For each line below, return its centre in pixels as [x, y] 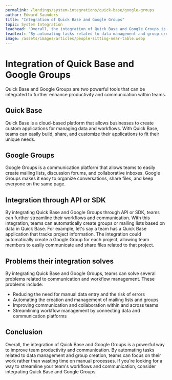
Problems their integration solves [60, 261]
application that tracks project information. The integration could [73, 234]
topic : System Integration [34, 24]
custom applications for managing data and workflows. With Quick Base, [82, 128]
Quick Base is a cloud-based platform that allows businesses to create [80, 123]
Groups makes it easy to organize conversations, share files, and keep [79, 178]
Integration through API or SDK [56, 200]
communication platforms [40, 316]
